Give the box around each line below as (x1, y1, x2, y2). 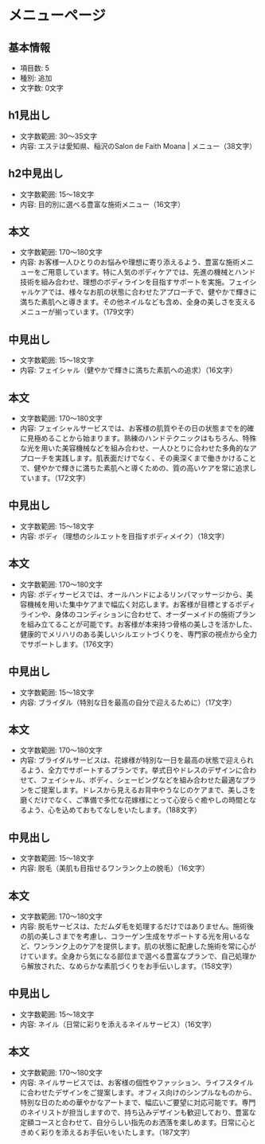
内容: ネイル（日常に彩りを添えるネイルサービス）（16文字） (19, 1019, 216, 1029)
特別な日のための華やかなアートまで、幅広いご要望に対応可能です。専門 (19, 1097, 256, 1107)
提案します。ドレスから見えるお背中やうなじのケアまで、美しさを (41, 785, 256, 795)
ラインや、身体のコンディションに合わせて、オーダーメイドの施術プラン (19, 609, 256, 619)
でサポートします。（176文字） (19, 639, 118, 649)
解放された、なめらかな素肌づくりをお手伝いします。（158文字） (26, 961, 237, 970)
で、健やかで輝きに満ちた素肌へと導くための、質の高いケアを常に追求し (19, 463, 257, 473)
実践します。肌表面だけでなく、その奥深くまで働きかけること (54, 454, 257, 463)
